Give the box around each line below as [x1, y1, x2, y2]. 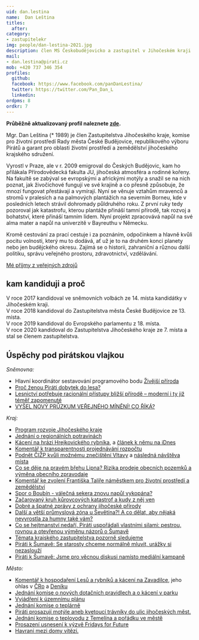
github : [11, 75, 31, 81]
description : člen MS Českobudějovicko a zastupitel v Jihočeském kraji [6, 48, 191, 54]
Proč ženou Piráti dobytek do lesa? [14, 384, 101, 391]
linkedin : [11, 92, 36, 98]
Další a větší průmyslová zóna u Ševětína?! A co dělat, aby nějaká [14, 509, 176, 516]
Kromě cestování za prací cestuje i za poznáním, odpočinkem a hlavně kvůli [6, 231, 192, 238]
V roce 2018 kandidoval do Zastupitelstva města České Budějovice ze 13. [6, 307, 186, 315]
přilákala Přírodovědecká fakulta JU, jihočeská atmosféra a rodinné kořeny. [6, 168, 191, 175]
